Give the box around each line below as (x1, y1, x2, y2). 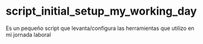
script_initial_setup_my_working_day (5, 4, 198, 18)
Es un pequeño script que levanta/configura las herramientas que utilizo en (5, 24, 194, 32)
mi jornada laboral (5, 31, 51, 38)
